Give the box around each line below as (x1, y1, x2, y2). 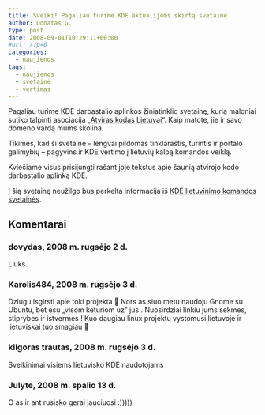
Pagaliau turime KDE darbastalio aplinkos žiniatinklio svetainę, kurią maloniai (8, 107, 256, 116)
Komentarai (8, 217, 67, 231)
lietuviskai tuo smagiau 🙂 (8, 322, 89, 332)
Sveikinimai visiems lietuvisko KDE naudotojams (8, 360, 164, 369)
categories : (8, 48, 47, 56)
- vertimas (15, 85, 51, 93)
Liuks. (8, 259, 28, 269)
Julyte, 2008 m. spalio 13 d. (8, 379, 117, 390)
